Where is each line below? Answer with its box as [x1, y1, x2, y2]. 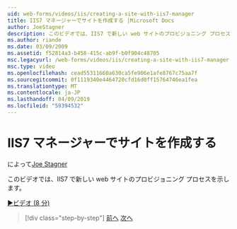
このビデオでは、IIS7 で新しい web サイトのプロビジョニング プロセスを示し [7, 175, 230, 183]
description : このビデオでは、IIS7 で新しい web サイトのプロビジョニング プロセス [7, 30, 231, 37]
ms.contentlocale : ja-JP [7, 89, 81, 96]
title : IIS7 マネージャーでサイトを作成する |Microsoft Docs [7, 17, 175, 24]
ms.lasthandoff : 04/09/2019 [7, 96, 91, 103]
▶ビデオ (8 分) [7, 199, 50, 207]
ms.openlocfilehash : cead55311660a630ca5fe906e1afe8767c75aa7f [7, 69, 198, 76]
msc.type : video [7, 63, 55, 70]
